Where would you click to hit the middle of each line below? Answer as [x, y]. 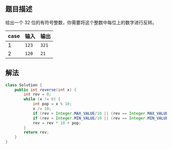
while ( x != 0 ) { [42, 99]
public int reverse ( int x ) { [46, 90]
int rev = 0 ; [38, 94]
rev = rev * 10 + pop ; [57, 123]
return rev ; [37, 132]
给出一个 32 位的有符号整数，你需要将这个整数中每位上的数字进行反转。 [81, 22]
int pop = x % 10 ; [52, 104]
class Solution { [24, 85]
